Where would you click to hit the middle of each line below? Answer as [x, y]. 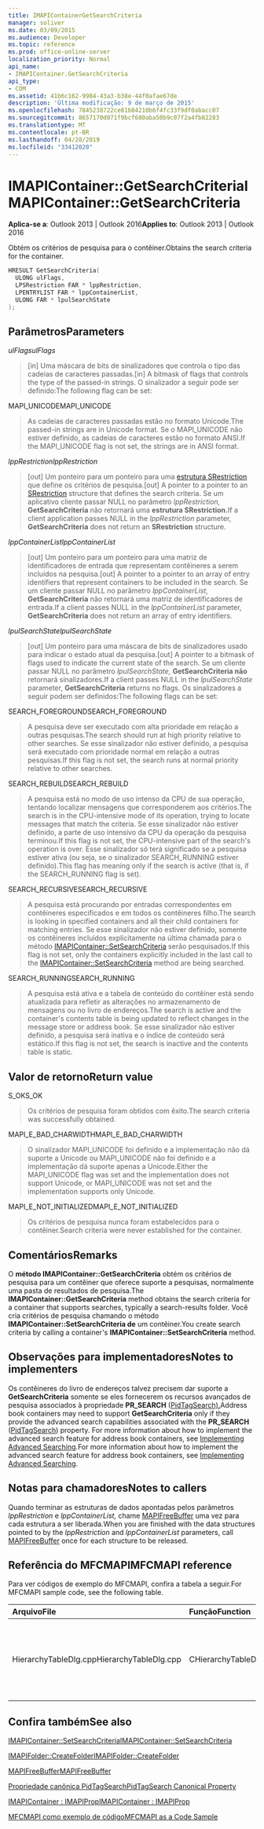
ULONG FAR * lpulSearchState [63, 299]
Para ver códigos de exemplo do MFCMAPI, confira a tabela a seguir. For [125, 1584]
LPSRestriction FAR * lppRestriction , [79, 285]
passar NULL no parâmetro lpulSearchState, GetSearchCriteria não [137, 671]
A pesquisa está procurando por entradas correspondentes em [129, 905]
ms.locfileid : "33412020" [50, 147]
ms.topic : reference [42, 45]
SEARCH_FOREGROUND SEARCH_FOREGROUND [88, 711]
